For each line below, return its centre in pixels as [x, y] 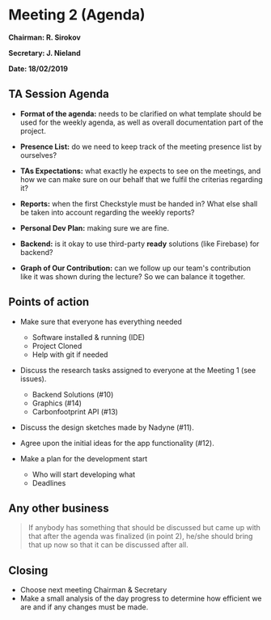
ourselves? [38, 155]
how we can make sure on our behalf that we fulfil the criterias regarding [141, 179]
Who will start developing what [84, 474]
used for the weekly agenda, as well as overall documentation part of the [142, 122]
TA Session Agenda [59, 94]
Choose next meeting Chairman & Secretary [93, 590]
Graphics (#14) [57, 403]
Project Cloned [57, 346]
